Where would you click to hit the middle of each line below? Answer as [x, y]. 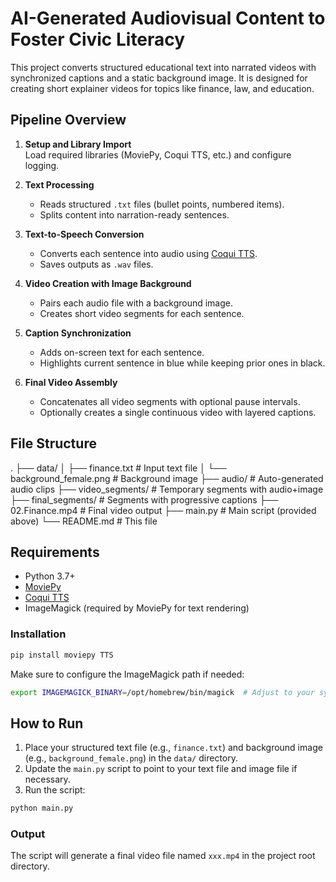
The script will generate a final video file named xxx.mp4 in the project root [163, 856]
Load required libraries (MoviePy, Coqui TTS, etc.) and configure [158, 154]
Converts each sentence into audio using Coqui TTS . [148, 253]
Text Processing [59, 184]
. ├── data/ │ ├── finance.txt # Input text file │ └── [118, 468]
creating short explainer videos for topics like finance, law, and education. [162, 88]
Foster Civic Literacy [98, 39]
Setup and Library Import [78, 144]
